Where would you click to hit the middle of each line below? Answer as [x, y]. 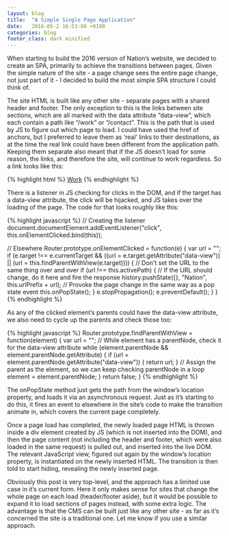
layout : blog [26, 13]
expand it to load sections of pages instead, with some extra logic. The [107, 504]
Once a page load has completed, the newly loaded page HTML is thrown [111, 425]
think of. [18, 88]
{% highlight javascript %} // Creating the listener [76, 220]
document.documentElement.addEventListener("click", [84, 228]
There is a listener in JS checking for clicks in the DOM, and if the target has [114, 193]
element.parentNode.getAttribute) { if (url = [68, 355]
